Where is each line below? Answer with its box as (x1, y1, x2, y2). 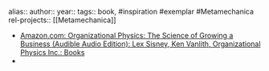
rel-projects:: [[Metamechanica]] (8, 15, 116, 25)
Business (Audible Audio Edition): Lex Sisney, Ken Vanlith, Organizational (19, 39, 261, 49)
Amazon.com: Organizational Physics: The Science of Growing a (19, 31, 234, 40)
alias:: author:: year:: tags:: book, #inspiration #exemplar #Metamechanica (8, 7, 255, 16)
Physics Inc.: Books (19, 48, 85, 57)
